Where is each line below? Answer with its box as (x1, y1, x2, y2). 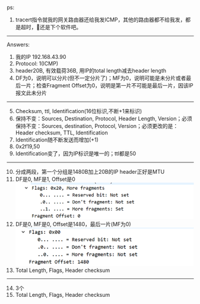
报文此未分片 (15, 89, 47, 96)
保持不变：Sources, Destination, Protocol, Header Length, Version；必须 (15, 115, 192, 122)
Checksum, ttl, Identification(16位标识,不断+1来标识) (15, 108, 142, 114)
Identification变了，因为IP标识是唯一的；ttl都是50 (15, 150, 136, 157)
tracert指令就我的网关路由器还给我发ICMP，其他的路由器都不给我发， (15, 16, 186, 23)
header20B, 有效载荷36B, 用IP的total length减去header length (15, 67, 167, 74)
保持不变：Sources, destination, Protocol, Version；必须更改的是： (15, 123, 179, 129)
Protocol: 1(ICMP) (15, 60, 59, 67)
